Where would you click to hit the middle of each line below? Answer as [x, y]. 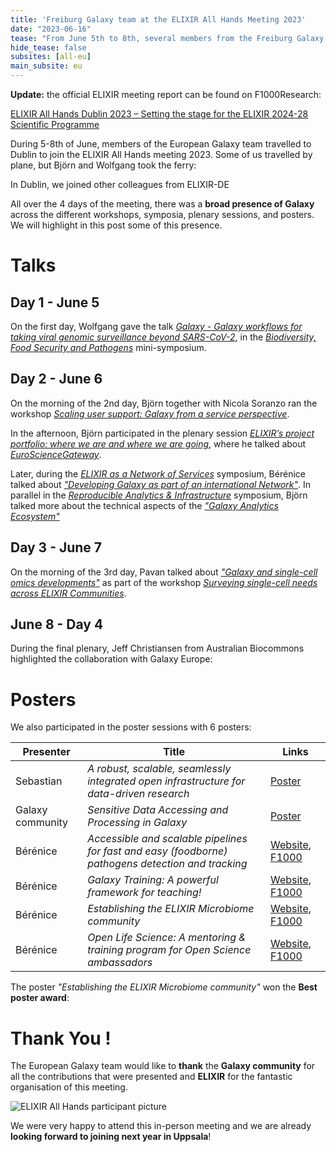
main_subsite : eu [46, 66]
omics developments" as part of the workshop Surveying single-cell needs [164, 582]
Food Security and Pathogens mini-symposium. [108, 347]
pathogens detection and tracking [167, 864]
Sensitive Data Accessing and [158, 810]
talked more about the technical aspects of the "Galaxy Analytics [144, 505]
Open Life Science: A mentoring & [167, 938]
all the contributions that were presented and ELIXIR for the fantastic [151, 1077]
